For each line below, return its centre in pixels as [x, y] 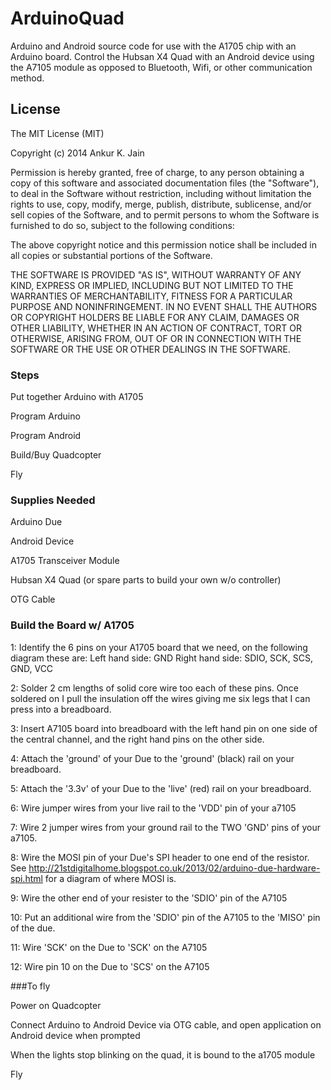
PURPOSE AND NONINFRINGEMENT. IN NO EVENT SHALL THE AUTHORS [164, 306]
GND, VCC [32, 668]
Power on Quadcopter [56, 1005]
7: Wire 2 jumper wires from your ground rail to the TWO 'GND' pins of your [165, 827]
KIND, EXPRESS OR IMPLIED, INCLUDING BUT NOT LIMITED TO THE [152, 285]
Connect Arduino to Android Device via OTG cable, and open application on [166, 1024]
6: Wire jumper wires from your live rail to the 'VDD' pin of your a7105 [153, 808]
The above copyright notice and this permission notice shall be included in [163, 244]
